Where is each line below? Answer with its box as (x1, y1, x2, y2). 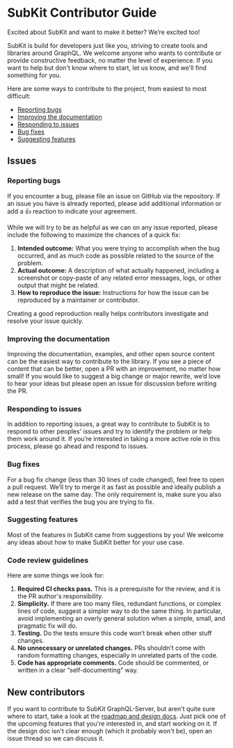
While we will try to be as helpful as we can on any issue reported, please (7, 223, 218, 231)
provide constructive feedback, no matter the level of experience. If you (7, 56, 214, 64)
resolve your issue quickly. (7, 317, 83, 325)
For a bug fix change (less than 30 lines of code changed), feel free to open (7, 475, 225, 484)
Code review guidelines (7, 555, 89, 565)
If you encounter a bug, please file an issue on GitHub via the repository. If (7, 191, 220, 200)
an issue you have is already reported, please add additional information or (7, 199, 222, 207)
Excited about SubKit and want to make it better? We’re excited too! (7, 28, 200, 36)
